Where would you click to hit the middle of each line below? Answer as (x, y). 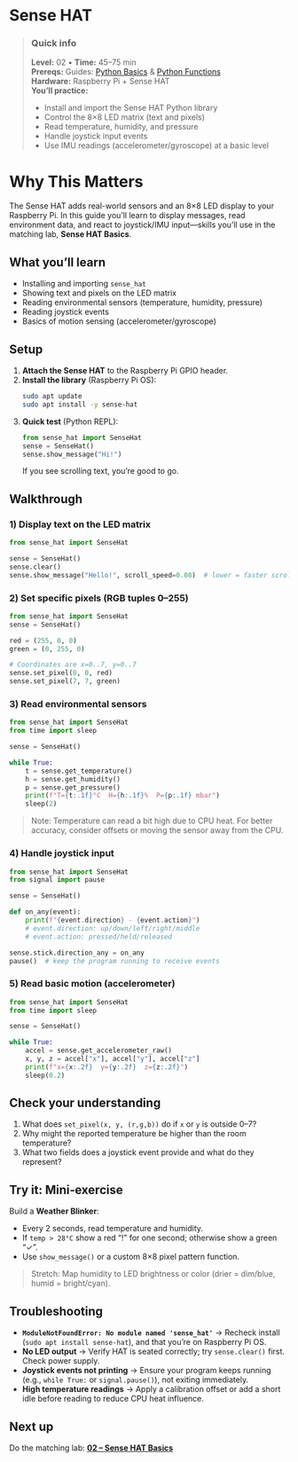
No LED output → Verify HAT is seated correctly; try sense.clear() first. (153, 1352)
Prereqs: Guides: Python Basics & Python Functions (126, 72)
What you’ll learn (58, 262)
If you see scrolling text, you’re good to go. (100, 471)
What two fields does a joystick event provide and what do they (138, 1152)
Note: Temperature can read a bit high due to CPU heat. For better (152, 821)
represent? (42, 1162)
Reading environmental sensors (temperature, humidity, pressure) (142, 303)
